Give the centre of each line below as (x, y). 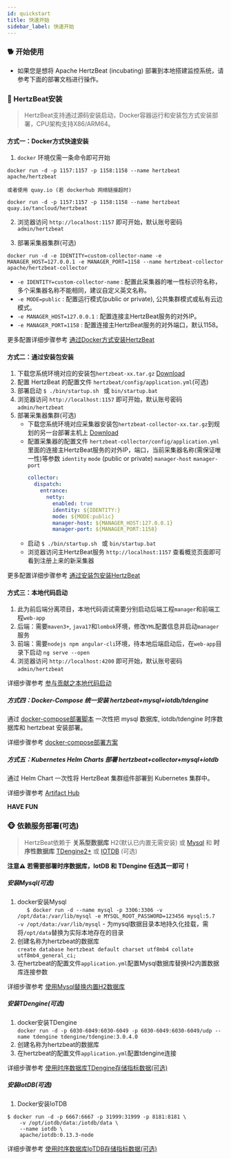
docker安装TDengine (47, 1022)
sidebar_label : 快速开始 (41, 26)
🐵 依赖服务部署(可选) (43, 826)
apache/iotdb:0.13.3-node (57, 1135)
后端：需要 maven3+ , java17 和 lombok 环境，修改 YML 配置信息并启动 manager (118, 626)
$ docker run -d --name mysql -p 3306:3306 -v (95, 910)
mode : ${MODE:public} (83, 516)
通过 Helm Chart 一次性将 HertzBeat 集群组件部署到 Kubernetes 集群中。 (110, 778)
